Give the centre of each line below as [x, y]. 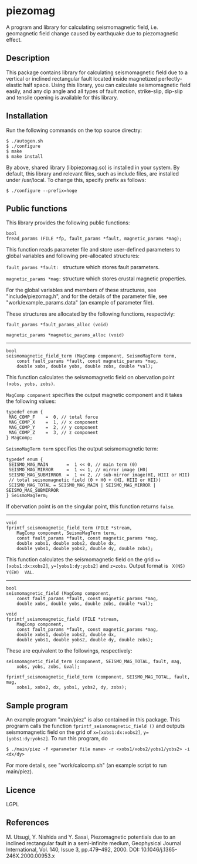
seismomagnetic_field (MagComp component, [59, 594]
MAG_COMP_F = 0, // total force [53, 417]
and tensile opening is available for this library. [62, 97]
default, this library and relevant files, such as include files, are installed [93, 173]
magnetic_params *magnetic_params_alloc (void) [65, 335]
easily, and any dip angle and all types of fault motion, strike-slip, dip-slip [94, 91]
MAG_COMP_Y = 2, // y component [53, 428]
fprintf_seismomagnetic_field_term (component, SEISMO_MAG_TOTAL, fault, [98, 677]
